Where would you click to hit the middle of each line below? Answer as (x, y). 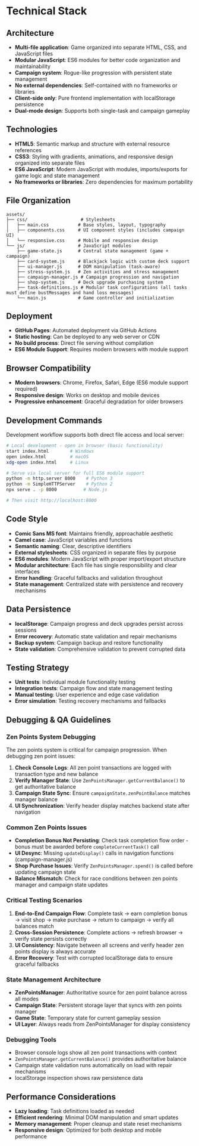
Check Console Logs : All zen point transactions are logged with (93, 768)
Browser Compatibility (48, 368)
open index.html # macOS (48, 457)
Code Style (27, 519)
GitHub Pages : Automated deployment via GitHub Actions (86, 330)
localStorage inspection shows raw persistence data (79, 1078)
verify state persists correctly (51, 938)
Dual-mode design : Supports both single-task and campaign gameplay (102, 111)
